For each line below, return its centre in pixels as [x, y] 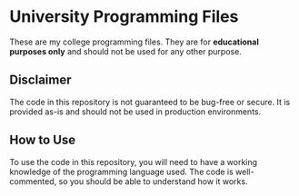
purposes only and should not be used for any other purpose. [126, 51]
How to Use [43, 140]
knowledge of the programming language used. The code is [121, 171]
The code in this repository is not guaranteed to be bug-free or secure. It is [150, 102]
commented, [33, 181]
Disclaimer [40, 80]
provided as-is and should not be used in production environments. [135, 112]
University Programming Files [124, 17]
